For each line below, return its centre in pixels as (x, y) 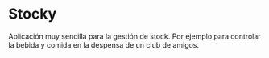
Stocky (33, 14)
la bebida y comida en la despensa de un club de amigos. (104, 44)
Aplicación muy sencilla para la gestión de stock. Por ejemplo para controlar (134, 36)
